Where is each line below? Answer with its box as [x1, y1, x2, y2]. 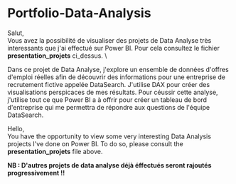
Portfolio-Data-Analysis [7, 5, 151, 21]
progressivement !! [7, 168, 65, 177]
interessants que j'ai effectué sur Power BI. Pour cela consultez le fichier [7, 44, 220, 52]
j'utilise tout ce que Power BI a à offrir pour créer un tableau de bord [7, 95, 208, 104]
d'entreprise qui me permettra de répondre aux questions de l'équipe [7, 103, 210, 111]
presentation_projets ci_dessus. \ [7, 51, 107, 60]
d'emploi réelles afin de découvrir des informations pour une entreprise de [7, 73, 226, 81]
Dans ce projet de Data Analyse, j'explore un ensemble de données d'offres [7, 65, 229, 73]
